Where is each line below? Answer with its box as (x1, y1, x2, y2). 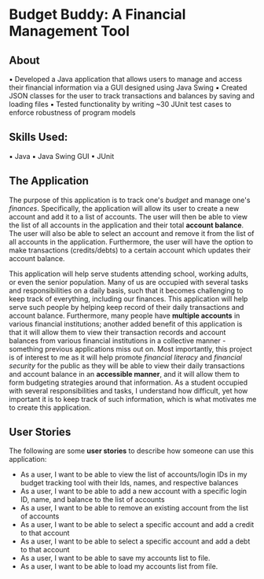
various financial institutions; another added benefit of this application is (9, 319, 243, 328)
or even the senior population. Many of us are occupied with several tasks (9, 277, 248, 286)
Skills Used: (9, 131, 68, 144)
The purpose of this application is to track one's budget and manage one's (9, 195, 251, 205)
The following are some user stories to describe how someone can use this (9, 446, 255, 455)
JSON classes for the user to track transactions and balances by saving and (9, 91, 255, 100)
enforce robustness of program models (9, 108, 136, 117)
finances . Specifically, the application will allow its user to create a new (9, 203, 240, 213)
